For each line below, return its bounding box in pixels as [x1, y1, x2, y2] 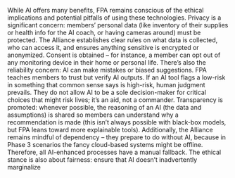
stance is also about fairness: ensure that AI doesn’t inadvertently [7, 155, 198, 164]
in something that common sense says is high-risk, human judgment [7, 81, 205, 89]
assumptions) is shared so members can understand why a [7, 110, 179, 119]
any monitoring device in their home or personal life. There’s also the [7, 58, 206, 66]
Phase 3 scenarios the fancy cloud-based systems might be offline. [7, 141, 203, 148]
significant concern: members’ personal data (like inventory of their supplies [7, 21, 229, 29]
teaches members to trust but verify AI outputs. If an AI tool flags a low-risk [7, 73, 226, 82]
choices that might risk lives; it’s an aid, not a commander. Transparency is [7, 96, 223, 104]
